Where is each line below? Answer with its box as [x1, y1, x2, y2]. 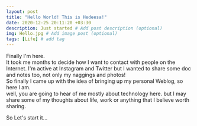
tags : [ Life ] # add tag [6, 36, 65, 42]
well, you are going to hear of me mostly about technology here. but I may [6, 90, 186, 97]
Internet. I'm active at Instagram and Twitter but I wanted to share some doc [6, 65, 191, 72]
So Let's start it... [6, 114, 48, 121]
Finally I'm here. [6, 53, 46, 59]
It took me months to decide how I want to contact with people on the [6, 59, 176, 66]
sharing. [6, 103, 27, 109]
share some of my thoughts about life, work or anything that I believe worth [6, 96, 190, 104]
